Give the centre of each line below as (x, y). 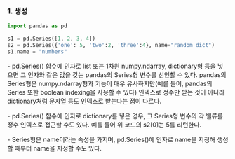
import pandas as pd (38, 26)
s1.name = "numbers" (38, 51)
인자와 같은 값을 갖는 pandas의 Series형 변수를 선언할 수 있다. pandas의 (127, 74)
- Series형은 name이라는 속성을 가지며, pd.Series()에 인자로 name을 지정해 (112, 139)
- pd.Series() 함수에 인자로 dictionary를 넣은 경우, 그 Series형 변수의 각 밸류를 (115, 116)
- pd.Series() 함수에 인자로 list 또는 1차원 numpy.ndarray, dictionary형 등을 (112, 66)
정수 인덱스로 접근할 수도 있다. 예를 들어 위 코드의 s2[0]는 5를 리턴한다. (105, 125)
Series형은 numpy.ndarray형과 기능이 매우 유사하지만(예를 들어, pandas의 (110, 83)
